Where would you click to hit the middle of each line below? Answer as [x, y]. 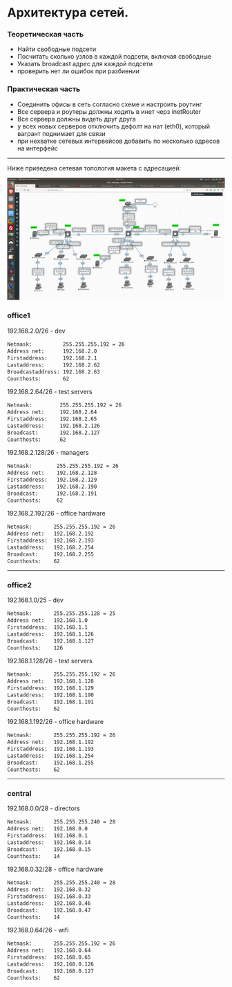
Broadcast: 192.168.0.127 [51, 971]
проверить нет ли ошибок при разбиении [78, 71]
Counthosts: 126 [35, 648]
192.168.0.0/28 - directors [44, 808]
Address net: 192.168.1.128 [51, 681]
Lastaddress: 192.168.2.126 [54, 426]
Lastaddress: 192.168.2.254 [51, 547]
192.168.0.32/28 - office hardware [55, 869]
